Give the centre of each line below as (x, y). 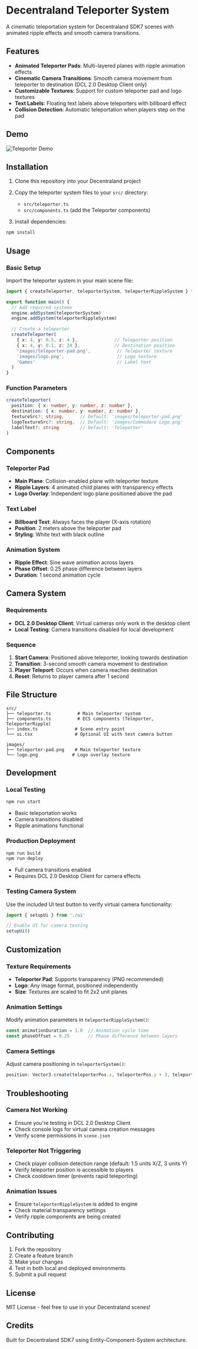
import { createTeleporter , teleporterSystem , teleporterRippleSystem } (97, 291)
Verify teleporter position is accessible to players (74, 1170)
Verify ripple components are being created (67, 1217)
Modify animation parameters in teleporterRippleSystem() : (78, 1020)
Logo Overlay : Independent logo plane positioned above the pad (93, 493)
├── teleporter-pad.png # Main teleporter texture (74, 749)
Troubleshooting (37, 1093)
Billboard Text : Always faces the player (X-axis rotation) (83, 522)
